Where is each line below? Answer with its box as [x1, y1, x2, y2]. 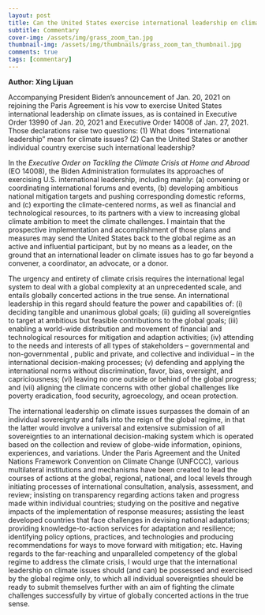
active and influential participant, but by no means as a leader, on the [8, 241, 233, 251]
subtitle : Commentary [8, 26, 80, 34]
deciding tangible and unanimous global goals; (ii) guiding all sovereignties [8, 307, 251, 316]
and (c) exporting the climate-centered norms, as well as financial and [8, 199, 237, 209]
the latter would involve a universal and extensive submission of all [8, 423, 225, 432]
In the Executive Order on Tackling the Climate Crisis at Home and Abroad [8, 158, 250, 167]
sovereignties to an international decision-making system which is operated [8, 431, 254, 441]
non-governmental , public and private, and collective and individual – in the [8, 348, 255, 359]
